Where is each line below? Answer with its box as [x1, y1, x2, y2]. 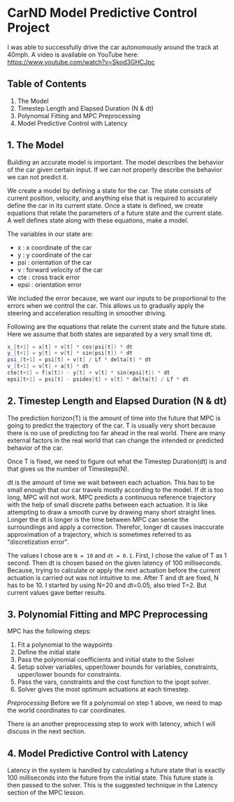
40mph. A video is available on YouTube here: [7, 50, 140, 59]
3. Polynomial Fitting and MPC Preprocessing [7, 609, 208, 621]
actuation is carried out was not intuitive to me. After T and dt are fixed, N [7, 573, 219, 582]
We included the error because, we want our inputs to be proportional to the [7, 294, 226, 302]
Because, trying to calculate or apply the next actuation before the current [7, 565, 221, 575]
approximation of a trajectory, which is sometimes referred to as [7, 530, 192, 538]
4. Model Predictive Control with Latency [7, 747, 189, 759]
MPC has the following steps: [7, 627, 92, 635]
